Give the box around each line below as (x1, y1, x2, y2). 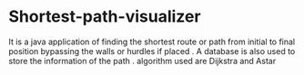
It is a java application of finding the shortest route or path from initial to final (8, 36, 296, 47)
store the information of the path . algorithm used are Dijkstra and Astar (8, 55, 277, 66)
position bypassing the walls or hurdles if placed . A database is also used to (8, 45, 296, 56)
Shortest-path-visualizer (8, 6, 201, 27)
